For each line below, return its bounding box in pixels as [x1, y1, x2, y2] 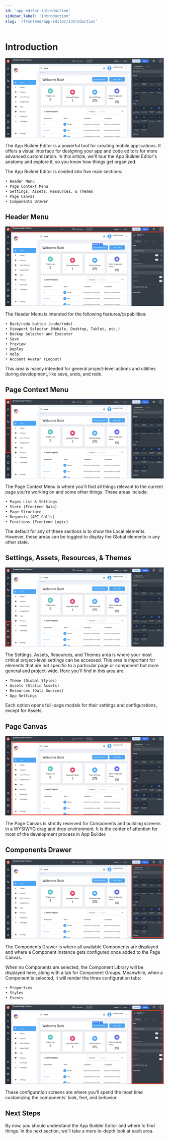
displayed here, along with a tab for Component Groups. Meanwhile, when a [5, 969, 163, 975]
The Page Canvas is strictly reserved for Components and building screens [5, 820, 161, 826]
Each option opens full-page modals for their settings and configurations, [5, 702, 157, 709]
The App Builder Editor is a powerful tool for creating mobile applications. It [5, 142, 161, 148]
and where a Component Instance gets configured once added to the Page [5, 949, 160, 955]
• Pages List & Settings [5, 499, 57, 504]
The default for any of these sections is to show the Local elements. [5, 528, 146, 534]
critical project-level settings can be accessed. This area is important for [5, 657, 156, 663]
